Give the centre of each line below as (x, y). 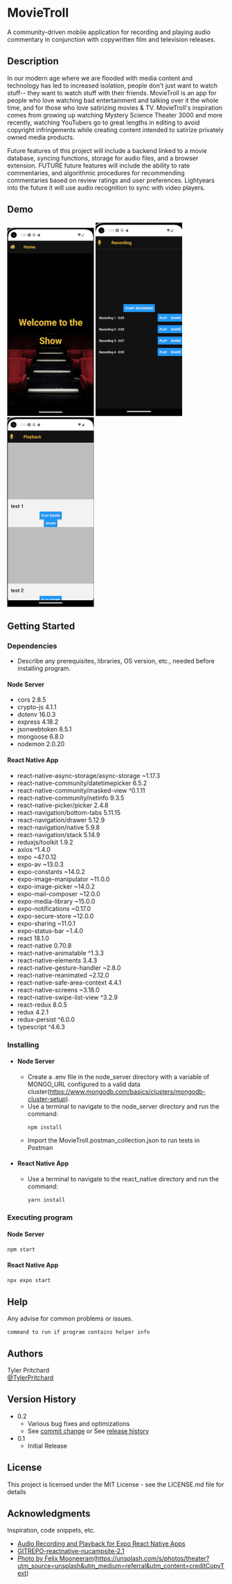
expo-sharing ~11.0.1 (46, 923)
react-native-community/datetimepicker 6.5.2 (82, 783)
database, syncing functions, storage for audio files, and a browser (103, 158)
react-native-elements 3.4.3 (57, 960)
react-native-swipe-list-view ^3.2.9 (68, 997)
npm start (21, 1250)
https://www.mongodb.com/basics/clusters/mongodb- (127, 1091)
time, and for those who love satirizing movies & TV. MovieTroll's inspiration (115, 107)
